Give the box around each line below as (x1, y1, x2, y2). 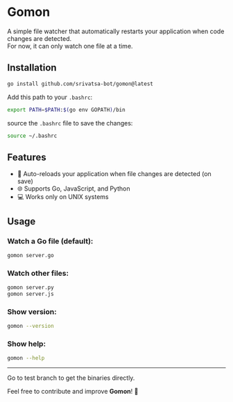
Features (7, 151, 46, 163)
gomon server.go (7, 252, 54, 259)
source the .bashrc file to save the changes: (7, 119, 133, 127)
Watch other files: (7, 268, 69, 278)
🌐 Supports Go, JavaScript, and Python (17, 184, 130, 193)
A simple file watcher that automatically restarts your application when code (7, 27, 225, 35)
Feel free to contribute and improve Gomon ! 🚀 (7, 387, 139, 396)
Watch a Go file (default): (7, 236, 94, 246)
